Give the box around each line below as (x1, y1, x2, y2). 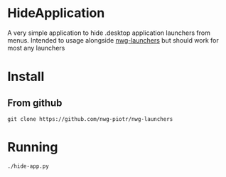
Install (7, 69, 45, 85)
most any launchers (7, 43, 65, 52)
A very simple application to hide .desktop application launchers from (7, 28, 211, 37)
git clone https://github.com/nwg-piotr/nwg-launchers (7, 115, 173, 122)
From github (7, 97, 63, 109)
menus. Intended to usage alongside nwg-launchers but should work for (7, 36, 219, 44)
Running (7, 139, 58, 156)
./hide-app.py (7, 162, 50, 170)
